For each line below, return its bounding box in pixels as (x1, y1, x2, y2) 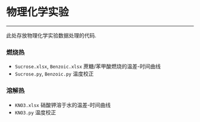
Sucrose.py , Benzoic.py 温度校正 (14, 70, 94, 77)
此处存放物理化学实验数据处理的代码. (6, 32, 97, 39)
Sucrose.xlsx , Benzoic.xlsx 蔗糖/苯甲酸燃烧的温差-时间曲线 (14, 63, 161, 70)
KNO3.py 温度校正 (14, 108, 57, 116)
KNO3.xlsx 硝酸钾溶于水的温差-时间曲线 (14, 101, 111, 108)
